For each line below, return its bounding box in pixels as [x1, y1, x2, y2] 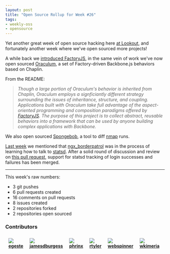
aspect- [142, 102, 159, 108]
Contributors [5, 224, 38, 231]
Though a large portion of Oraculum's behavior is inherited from [17, 86, 152, 92]
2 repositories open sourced [12, 211, 72, 217]
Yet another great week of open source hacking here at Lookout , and [5, 40, 149, 46]
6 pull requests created [12, 189, 61, 195]
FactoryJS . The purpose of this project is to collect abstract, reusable [17, 113, 163, 119]
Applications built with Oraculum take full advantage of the [17, 102, 142, 108]
